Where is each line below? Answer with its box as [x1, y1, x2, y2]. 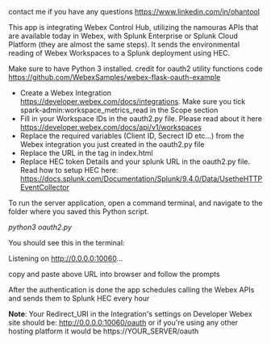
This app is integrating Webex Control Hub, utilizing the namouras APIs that [8, 23, 259, 31]
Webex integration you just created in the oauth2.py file [19, 140, 205, 149]
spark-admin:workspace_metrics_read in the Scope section [19, 105, 219, 115]
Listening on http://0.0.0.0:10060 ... [8, 254, 123, 263]
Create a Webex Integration [19, 88, 111, 98]
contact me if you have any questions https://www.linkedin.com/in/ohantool [8, 7, 261, 16]
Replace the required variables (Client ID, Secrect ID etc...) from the [19, 131, 244, 141]
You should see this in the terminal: [8, 238, 125, 247]
